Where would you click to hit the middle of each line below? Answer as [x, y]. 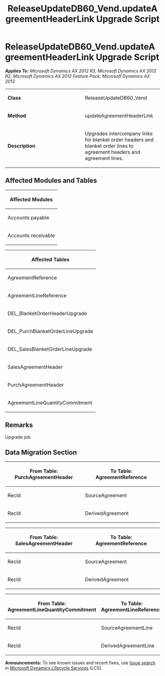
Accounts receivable [31, 236]
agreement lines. [104, 158]
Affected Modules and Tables [51, 181]
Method [17, 115]
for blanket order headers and [119, 139]
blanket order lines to [110, 146]
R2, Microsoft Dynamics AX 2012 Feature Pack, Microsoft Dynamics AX [78, 76]
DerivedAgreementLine [128, 646]
